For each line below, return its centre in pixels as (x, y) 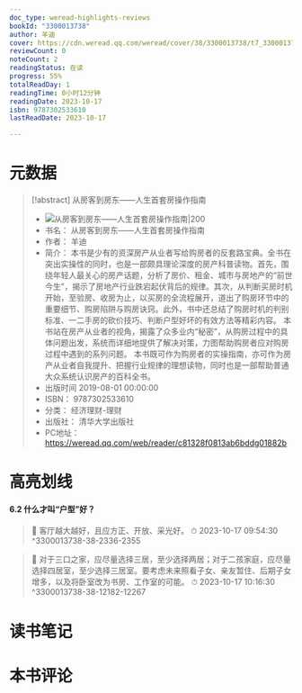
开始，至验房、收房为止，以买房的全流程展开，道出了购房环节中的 (167, 298)
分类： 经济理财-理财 (83, 410)
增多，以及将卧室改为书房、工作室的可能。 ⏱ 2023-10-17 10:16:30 (153, 582)
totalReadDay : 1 (40, 85)
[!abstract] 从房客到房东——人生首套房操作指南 (119, 200)
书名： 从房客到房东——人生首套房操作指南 (124, 230)
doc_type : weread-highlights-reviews (80, 18)
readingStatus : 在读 (46, 68)
